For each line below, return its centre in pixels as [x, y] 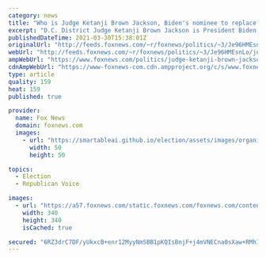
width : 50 [45, 147]
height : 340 [42, 220]
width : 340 [40, 213]
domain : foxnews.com [49, 126]
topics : [21, 169]
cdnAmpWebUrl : [32, 67]
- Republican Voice [47, 184]
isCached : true [47, 228]
